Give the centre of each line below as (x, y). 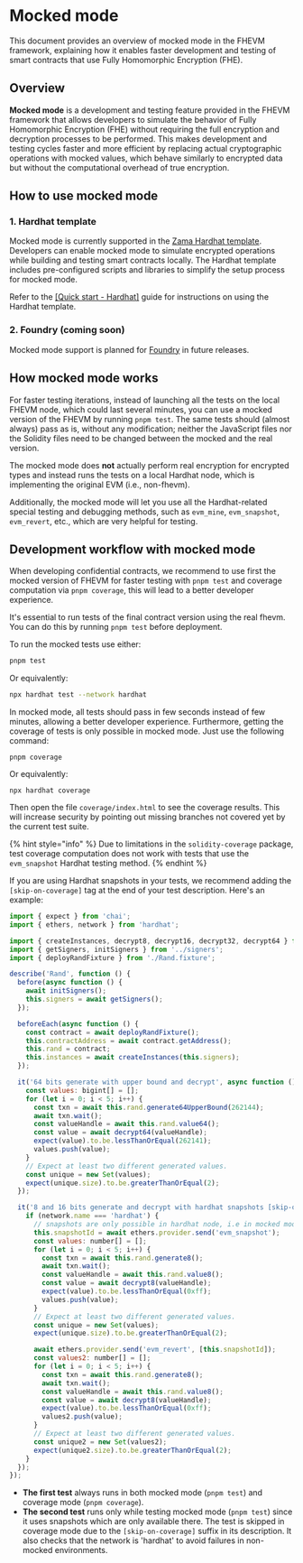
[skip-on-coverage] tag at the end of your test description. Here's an (137, 891)
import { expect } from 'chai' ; (70, 917)
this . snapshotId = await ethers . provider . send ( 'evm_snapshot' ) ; (156, 1233)
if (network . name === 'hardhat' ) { (92, 1216)
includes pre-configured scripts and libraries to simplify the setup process (147, 270)
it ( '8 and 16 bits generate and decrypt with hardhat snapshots (141, 1207)
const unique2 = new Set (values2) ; (100, 1442)
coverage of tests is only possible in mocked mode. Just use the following (147, 731)
